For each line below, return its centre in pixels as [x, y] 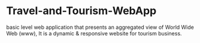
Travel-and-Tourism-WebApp [81, 11]
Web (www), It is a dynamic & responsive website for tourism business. [94, 33]
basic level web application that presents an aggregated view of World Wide [100, 27]
